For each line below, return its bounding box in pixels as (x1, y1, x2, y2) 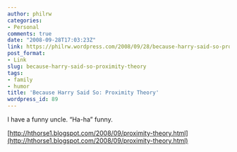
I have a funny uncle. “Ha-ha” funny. (7, 115, 113, 124)
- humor (7, 83, 30, 90)
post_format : (7, 50, 46, 57)
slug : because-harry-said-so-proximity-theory (7, 63, 147, 70)
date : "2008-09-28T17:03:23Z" (7, 37, 97, 44)
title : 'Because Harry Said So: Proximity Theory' (7, 89, 159, 96)
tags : (7, 69, 23, 76)
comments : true (7, 30, 52, 37)
